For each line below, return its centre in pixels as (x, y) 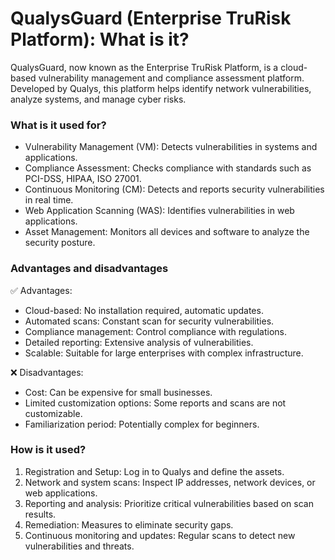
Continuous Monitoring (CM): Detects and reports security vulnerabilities (174, 189)
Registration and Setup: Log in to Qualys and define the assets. (154, 471)
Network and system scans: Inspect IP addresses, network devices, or (170, 482)
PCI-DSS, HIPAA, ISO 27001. (83, 179)
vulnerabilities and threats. (79, 546)
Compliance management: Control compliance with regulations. (156, 331)
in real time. (49, 200)
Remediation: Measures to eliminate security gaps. (129, 524)
